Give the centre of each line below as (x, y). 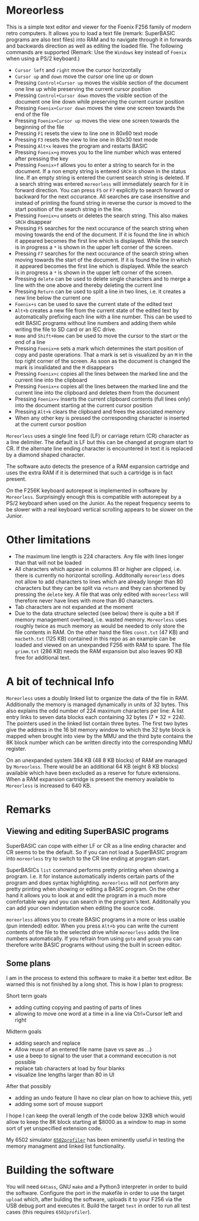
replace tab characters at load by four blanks (70, 1068)
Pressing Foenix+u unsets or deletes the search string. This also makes (101, 216)
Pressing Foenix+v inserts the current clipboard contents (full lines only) (102, 399)
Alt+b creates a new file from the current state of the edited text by (97, 310)
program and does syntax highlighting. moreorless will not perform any (93, 882)
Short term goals (27, 995)
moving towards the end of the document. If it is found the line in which (102, 234)
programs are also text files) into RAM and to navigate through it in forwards (99, 39)
